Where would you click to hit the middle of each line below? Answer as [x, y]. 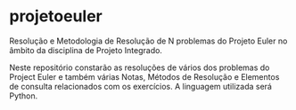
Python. [24, 96]
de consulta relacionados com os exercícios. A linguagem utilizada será [140, 86]
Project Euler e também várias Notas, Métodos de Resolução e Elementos [144, 76]
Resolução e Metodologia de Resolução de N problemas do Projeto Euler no [148, 41]
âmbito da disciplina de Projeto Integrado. [86, 50]
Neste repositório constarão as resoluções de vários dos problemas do [140, 67]
